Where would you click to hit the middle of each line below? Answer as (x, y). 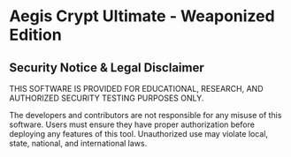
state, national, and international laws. (78, 143)
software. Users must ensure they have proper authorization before (132, 124)
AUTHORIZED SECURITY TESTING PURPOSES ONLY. (107, 98)
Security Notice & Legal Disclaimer (107, 67)
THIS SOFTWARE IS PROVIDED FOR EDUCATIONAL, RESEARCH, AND (136, 89)
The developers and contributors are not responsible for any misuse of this (145, 115)
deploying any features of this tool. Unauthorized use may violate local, (138, 134)
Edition (35, 35)
